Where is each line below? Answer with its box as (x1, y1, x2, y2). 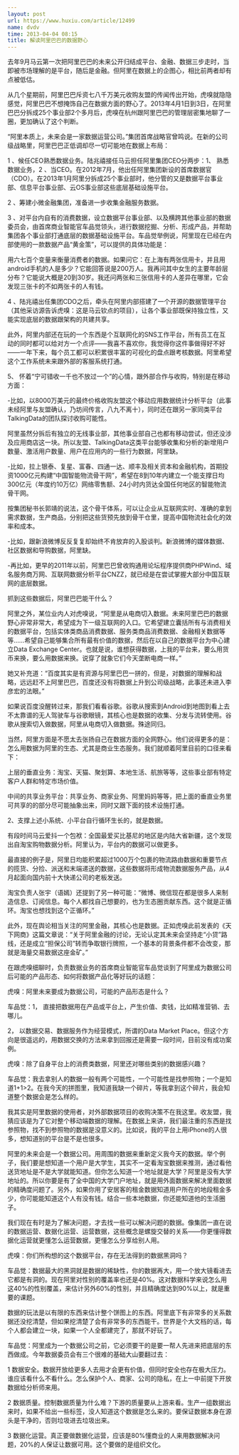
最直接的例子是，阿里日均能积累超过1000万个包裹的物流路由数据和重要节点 (7, 855, 228, 864)
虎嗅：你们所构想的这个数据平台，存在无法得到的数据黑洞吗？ (7, 1251, 188, 1260)
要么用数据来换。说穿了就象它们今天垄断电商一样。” (31, 654, 182, 663)
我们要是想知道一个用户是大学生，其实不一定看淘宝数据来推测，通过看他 (19, 1158, 232, 1167)
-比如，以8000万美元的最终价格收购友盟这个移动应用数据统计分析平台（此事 (7, 397, 232, 405)
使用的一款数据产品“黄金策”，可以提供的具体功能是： (13, 240, 169, 249)
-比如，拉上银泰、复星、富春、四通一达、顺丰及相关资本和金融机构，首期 (7, 462, 223, 471)
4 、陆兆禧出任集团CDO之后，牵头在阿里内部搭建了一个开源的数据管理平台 (7, 297, 227, 306)
